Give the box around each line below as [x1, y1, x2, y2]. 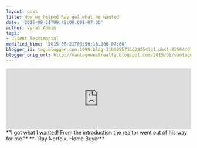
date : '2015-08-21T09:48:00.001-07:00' [6, 19, 104, 25]
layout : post [6, 8, 38, 15]
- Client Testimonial [6, 36, 59, 42]
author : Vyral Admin [6, 25, 57, 31]
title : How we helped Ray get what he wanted [6, 14, 119, 20]
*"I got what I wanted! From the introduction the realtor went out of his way [6, 129, 188, 136]
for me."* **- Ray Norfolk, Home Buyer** [6, 135, 105, 142]
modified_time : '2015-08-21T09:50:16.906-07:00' [6, 42, 127, 47]
